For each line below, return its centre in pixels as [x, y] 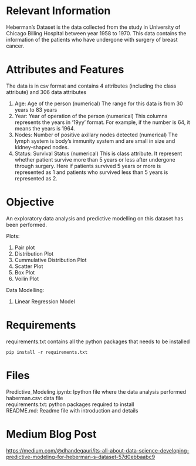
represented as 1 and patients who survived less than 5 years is [91, 172]
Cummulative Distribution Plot [50, 260]
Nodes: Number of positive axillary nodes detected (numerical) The [96, 135]
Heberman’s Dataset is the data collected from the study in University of [93, 27]
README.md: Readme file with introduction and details [72, 410]
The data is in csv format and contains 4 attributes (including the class [91, 86]
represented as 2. [36, 178]
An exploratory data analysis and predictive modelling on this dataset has [95, 218]
